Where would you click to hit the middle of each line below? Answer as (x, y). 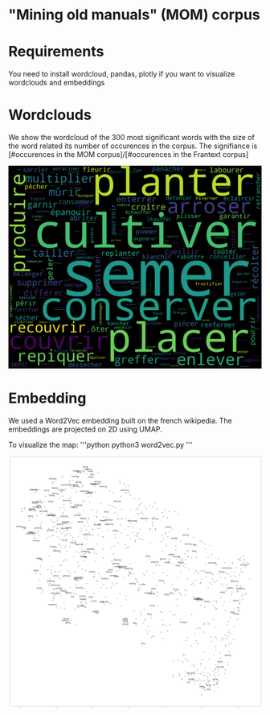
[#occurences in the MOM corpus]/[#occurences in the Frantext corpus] (129, 155)
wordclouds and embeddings (57, 83)
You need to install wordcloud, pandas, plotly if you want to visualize (122, 74)
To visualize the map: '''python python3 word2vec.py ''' (100, 445)
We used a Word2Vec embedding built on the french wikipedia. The (121, 421)
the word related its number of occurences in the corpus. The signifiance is (133, 146)
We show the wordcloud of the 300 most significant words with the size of (131, 138)
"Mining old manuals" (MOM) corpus (135, 15)
